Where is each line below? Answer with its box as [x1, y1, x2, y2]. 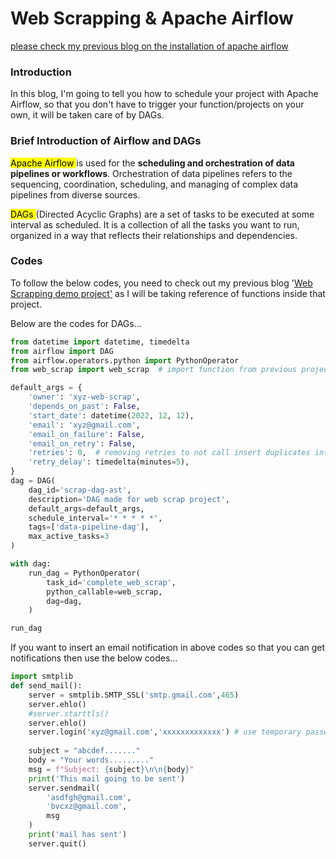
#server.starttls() [28, 708, 110, 719]
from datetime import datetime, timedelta [10, 337, 190, 347]
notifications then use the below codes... [10, 652, 178, 664]
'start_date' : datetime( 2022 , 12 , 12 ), [28, 410, 195, 421]
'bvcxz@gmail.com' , [46, 802, 128, 812]
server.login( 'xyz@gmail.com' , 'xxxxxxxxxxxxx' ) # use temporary [28, 727, 302, 737]
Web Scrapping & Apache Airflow [10, 7, 294, 30]
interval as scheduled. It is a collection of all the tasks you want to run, [10, 218, 300, 231]
